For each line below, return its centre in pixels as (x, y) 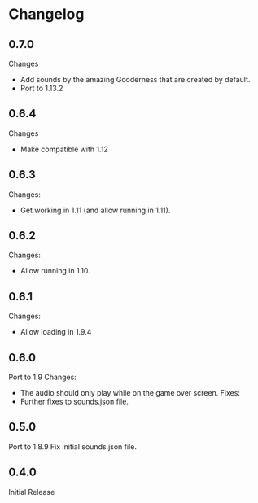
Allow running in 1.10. (55, 271)
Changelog (46, 14)
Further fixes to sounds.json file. (74, 402)
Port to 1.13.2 (42, 88)
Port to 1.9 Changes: (43, 377)
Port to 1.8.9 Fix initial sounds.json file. (72, 446)
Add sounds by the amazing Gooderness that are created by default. (135, 79)
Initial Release (32, 492)
